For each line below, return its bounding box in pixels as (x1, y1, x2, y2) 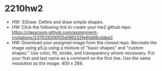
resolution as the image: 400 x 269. (11, 60, 84, 66)
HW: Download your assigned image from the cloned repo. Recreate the (11, 39, 157, 45)
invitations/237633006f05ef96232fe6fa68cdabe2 (11, 35, 113, 40)
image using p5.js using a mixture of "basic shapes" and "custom (11, 45, 144, 51)
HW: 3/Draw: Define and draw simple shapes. (11, 19, 104, 25)
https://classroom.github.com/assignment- (11, 29, 98, 35)
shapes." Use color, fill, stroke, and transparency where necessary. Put (11, 50, 155, 56)
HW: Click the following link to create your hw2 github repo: (11, 24, 132, 30)
